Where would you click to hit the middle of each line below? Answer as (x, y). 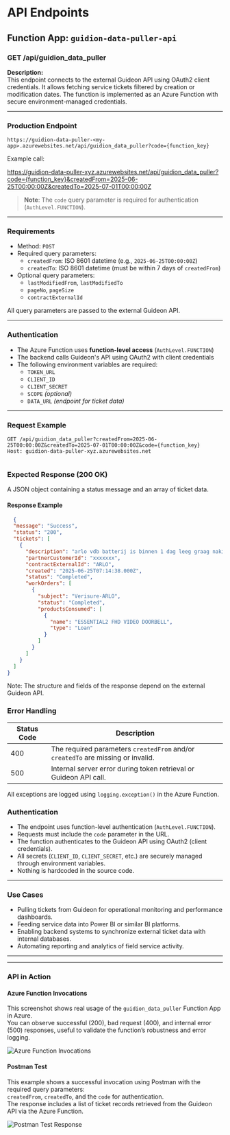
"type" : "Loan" (72, 628)
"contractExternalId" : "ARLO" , (70, 564)
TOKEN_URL (41, 372)
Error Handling (32, 711)
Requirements (31, 231)
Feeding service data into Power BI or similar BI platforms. (99, 924)
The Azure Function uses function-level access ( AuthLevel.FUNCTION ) (115, 350)
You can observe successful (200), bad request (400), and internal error (110, 1023)
